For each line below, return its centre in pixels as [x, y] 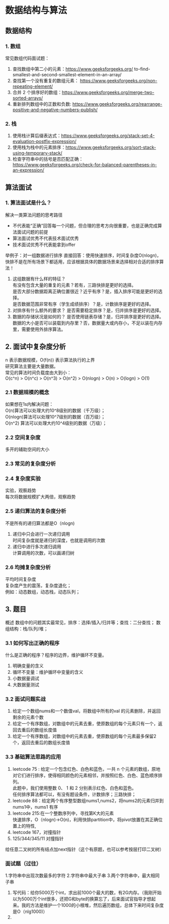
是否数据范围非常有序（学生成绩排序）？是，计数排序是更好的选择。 [83, 304]
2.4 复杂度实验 [23, 479]
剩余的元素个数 [28, 717]
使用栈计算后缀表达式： [37, 136]
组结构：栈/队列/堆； [27, 629]
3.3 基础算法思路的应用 [33, 757]
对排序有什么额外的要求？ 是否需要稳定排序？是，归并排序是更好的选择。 [88, 310]
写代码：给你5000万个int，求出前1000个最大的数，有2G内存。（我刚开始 [87, 893]
